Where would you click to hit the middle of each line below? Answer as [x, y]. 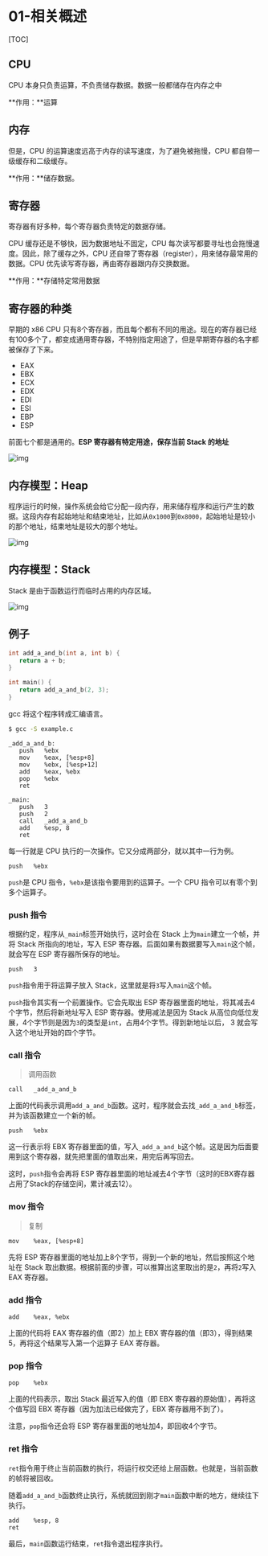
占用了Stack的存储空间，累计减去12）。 [72, 1184]
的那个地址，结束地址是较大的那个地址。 [75, 526]
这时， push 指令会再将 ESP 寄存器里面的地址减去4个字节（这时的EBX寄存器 [132, 1174]
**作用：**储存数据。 [44, 178]
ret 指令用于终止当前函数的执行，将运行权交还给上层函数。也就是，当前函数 [133, 1468]
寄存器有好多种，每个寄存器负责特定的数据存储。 [89, 227]
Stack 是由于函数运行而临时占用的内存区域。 [82, 590]
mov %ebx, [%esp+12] [59, 765]
